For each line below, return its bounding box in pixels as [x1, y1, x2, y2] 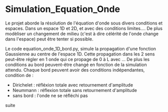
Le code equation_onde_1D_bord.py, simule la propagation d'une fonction [5, 45, 156, 51]
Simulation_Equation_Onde [5, 3, 120, 15]
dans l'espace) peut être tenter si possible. [5, 36, 94, 42]
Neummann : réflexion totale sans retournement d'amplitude [12, 87, 137, 93]
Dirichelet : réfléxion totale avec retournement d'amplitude [12, 81, 133, 88]
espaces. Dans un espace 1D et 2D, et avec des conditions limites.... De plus [5, 25, 163, 31]
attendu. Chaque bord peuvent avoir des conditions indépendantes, [5, 66, 145, 73]
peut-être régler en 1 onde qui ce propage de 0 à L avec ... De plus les [5, 56, 150, 62]
